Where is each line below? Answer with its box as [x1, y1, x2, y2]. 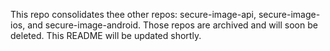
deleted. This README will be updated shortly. [10, 30, 202, 41]
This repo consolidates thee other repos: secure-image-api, [10, 9, 257, 20]
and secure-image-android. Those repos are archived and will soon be [27, 19, 318, 31]
